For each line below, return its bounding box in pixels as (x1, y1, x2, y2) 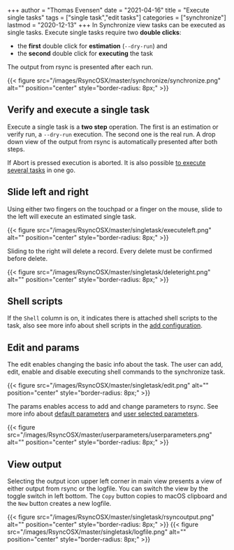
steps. (7, 145, 25, 153)
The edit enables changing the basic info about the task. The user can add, (7, 360, 224, 369)
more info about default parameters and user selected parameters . (7, 409, 199, 418)
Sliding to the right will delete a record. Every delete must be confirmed (7, 246, 212, 255)
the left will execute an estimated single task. (7, 212, 137, 220)
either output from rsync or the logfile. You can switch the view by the (7, 484, 208, 493)
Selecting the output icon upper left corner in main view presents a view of (7, 477, 222, 486)
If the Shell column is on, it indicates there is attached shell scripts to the (7, 314, 218, 323)
